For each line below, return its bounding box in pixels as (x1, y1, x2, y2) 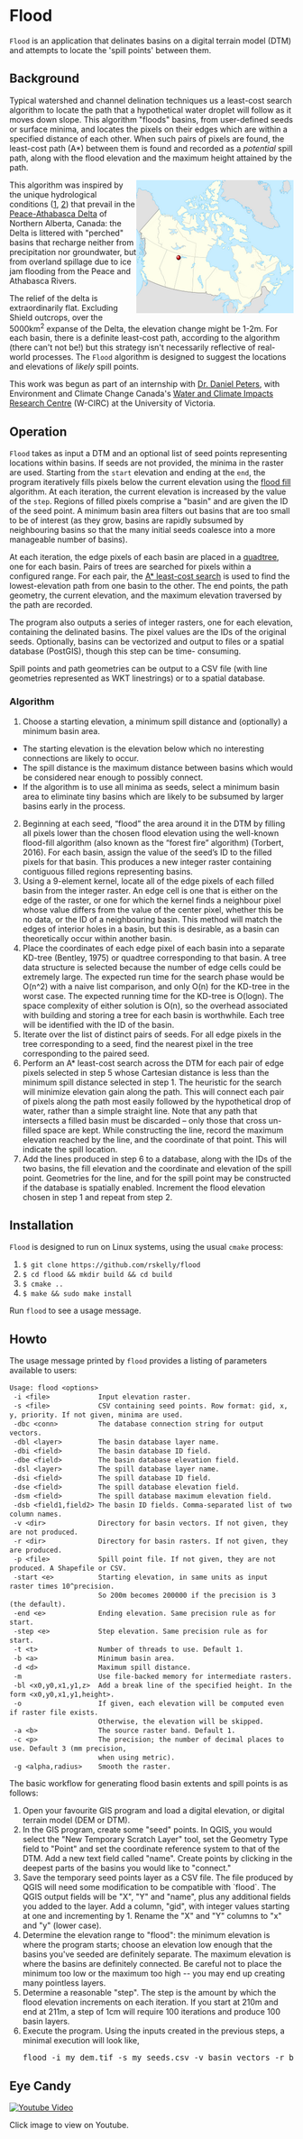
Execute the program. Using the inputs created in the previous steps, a (22, 2025, 286, 2036)
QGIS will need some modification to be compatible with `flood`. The (22, 1882, 277, 1893)
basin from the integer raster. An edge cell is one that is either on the (22, 885, 278, 895)
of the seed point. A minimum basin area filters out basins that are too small (9, 506, 290, 517)
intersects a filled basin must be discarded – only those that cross (22, 1115, 267, 1125)
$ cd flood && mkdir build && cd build (22, 1271, 173, 1280)
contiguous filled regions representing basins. (22, 866, 194, 877)
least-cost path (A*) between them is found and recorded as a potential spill (9, 142, 293, 153)
